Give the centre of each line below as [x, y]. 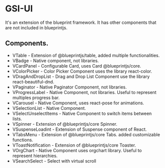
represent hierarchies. [35, 156]
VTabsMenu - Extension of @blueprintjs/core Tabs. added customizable [86, 134]
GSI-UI [19, 9]
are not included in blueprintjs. [36, 27]
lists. [17, 119]
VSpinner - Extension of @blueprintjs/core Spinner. [65, 124]
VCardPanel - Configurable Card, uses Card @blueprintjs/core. [77, 66]
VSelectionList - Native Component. [49, 108]
